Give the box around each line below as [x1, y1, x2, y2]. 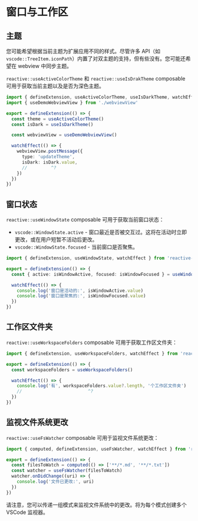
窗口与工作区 [6, 5, 69, 19]
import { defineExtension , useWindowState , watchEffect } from [6, 255, 165, 261]
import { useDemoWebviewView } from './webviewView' [6, 99, 138, 105]
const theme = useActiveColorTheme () [11, 116, 104, 122]
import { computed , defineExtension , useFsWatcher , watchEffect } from [6, 446, 186, 452]
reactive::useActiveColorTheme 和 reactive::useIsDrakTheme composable [6, 75, 186, 82]
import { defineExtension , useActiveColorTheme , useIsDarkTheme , [6, 94, 170, 100]
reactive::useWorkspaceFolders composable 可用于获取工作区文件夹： [6, 339, 178, 346]
